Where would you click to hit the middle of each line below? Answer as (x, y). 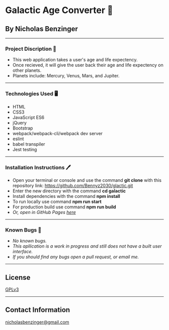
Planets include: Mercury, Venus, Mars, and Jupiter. (66, 76)
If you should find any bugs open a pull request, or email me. (76, 257)
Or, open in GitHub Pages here (44, 212)
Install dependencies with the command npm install (66, 196)
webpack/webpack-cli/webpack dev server (58, 133)
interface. (22, 252)
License (18, 278)
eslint (18, 139)
